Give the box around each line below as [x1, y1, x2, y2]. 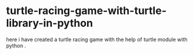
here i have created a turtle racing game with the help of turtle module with [6, 36, 188, 43]
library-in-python [6, 16, 93, 30]
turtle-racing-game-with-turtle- [6, 4, 167, 18]
